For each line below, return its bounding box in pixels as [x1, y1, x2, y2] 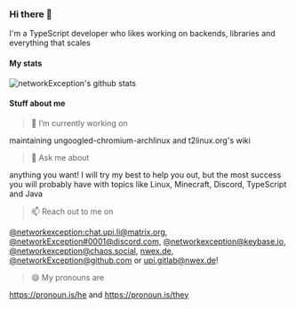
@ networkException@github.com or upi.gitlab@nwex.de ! [9, 255, 220, 265]
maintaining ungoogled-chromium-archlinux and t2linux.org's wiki [9, 135, 251, 146]
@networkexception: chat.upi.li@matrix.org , [9, 226, 168, 237]
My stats [9, 58, 43, 68]
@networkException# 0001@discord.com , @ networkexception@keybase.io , [9, 235, 286, 247]
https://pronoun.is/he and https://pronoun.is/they [9, 289, 189, 300]
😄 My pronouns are [30, 272, 105, 282]
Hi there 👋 [9, 8, 53, 20]
